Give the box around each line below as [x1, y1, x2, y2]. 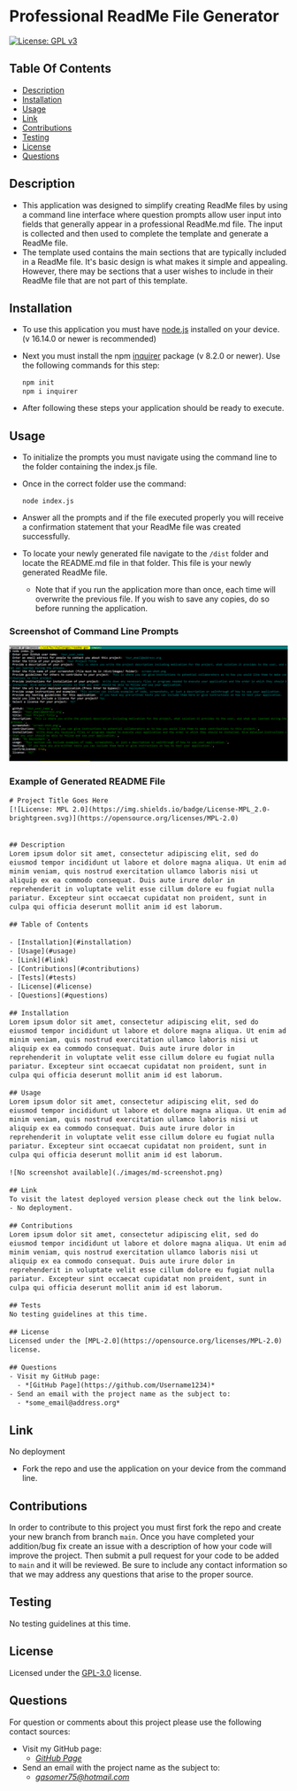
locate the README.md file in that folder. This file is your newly [21, 558, 252, 569]
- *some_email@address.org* [17, 1399, 121, 1407]
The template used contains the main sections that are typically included [21, 246, 287, 258]
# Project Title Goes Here [9, 796, 109, 805]
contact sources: [9, 1725, 71, 1737]
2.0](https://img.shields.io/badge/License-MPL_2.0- [72, 805, 271, 814]
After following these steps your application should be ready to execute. [21, 403, 285, 414]
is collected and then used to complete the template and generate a [21, 228, 269, 238]
